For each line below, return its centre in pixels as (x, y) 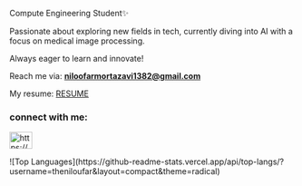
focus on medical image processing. (77, 41)
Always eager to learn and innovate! (77, 59)
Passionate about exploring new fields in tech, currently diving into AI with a (151, 31)
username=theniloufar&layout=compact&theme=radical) (115, 171)
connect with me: (49, 117)
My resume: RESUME (49, 93)
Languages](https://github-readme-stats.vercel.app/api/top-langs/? (157, 162)
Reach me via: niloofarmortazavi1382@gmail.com (105, 76)
